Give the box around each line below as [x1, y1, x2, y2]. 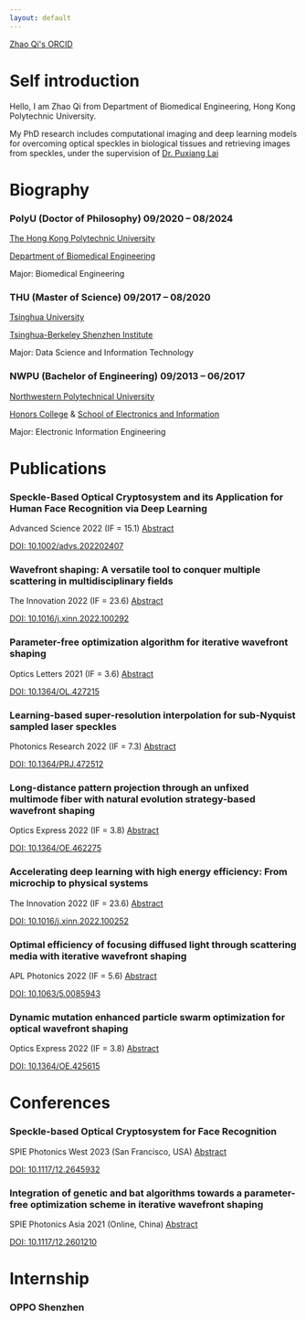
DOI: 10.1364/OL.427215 [9, 686, 100, 697]
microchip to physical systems [9, 877, 149, 890]
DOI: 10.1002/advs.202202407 [9, 541, 124, 552]
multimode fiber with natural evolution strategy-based [9, 792, 256, 805]
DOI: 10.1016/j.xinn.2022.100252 [9, 915, 130, 926]
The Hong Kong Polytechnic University [9, 233, 155, 244]
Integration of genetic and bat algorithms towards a [9, 1187, 242, 1199]
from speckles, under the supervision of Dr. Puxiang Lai [9, 147, 219, 158]
